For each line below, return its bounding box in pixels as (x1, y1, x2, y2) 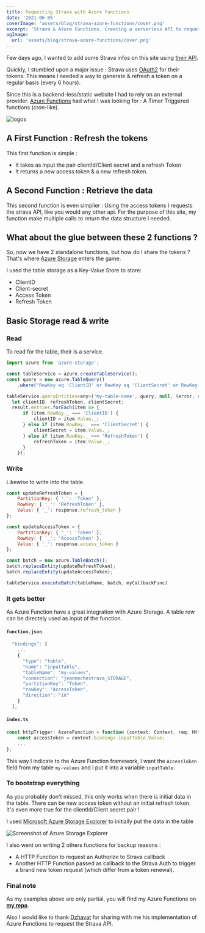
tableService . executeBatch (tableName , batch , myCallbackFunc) (6, 579, 168, 586)
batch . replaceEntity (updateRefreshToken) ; (6, 563, 116, 570)
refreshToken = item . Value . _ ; (33, 438, 111, 445)
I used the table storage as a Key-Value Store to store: (6, 267, 142, 274)
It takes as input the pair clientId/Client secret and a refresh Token (15, 161, 182, 169)
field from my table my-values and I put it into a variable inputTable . (6, 764, 176, 771)
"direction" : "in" (22, 692, 70, 699)
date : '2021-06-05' (6, 15, 56, 21)
